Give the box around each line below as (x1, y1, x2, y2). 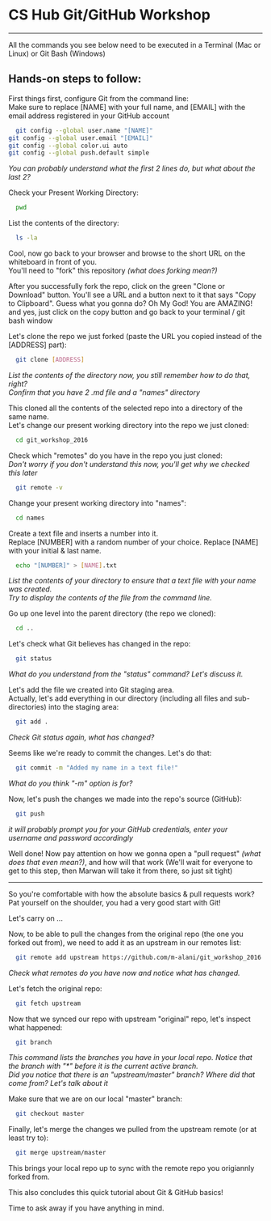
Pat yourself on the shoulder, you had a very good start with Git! (8, 897, 221, 907)
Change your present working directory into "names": (8, 498, 187, 507)
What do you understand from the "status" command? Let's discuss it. (8, 669, 244, 679)
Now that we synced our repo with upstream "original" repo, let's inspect (8, 1014, 252, 1024)
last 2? (8, 172, 31, 182)
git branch (15, 1038, 52, 1046)
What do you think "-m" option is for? (8, 778, 133, 788)
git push (15, 809, 45, 818)
